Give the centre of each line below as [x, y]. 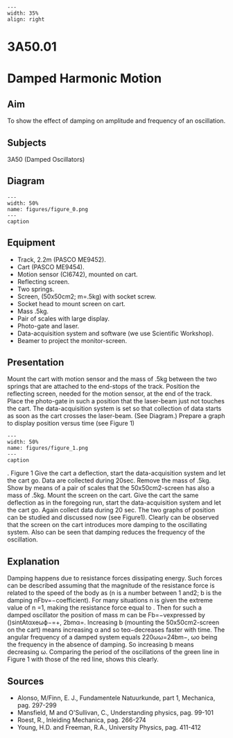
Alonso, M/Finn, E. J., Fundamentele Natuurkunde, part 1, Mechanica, [116, 698]
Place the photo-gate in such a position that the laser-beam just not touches [116, 401]
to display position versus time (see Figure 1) [71, 423]
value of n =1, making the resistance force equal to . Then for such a [105, 607]
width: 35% [23, 13]
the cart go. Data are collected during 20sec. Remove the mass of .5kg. [109, 480]
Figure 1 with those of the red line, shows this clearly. [83, 660]
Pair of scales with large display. [63, 318]
